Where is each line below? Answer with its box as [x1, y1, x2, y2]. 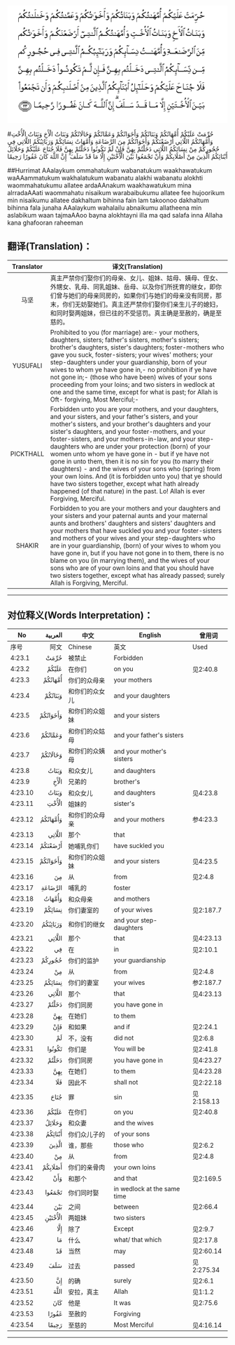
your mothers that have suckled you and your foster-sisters [50, 526, 222, 535]
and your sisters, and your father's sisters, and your [50, 412, 199, 420]
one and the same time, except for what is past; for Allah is [50, 387, 218, 396]
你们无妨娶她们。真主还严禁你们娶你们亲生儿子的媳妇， [62, 300, 222, 309]
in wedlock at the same [113, 1184, 180, 1193]
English [138, 631, 162, 640]
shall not [113, 1078, 138, 1087]
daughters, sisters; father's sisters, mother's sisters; [50, 336, 199, 344]
